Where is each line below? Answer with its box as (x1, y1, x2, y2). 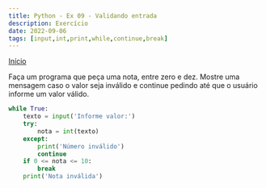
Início (8, 56, 27, 66)
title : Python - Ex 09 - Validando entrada (8, 11, 158, 20)
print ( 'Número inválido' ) (37, 142, 125, 150)
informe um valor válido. (8, 90, 90, 99)
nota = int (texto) (37, 127, 99, 136)
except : (23, 135, 49, 143)
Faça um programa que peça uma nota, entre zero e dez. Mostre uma (8, 72, 240, 81)
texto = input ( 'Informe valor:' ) (23, 112, 136, 121)
